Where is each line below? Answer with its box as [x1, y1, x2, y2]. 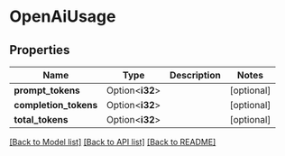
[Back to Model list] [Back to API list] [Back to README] [9, 137, 216, 147]
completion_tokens [14, 99, 98, 111]
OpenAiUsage [9, 6, 116, 27]
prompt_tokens [14, 84, 81, 96]
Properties [9, 42, 70, 58]
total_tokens [14, 114, 69, 125]
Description [170, 69, 221, 81]
